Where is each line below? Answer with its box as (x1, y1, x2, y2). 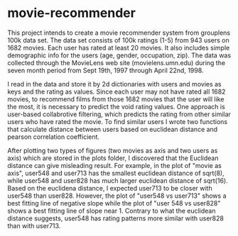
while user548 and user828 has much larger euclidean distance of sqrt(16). (7, 176, 229, 185)
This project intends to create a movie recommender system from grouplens (7, 28, 231, 37)
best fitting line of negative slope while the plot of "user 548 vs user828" (7, 198, 221, 207)
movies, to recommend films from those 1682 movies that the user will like (7, 94, 225, 103)
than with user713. (7, 221, 61, 230)
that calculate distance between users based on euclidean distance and (7, 125, 218, 133)
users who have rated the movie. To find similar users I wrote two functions (7, 117, 228, 125)
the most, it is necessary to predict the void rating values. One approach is (7, 102, 225, 111)
